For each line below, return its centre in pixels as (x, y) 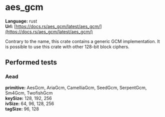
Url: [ (10, 26)
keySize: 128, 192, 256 (28, 98)
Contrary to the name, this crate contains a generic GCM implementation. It (82, 41)
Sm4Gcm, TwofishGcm (29, 93)
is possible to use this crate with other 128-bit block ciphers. (67, 46)
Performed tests (31, 62)
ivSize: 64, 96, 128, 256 (30, 103)
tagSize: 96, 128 (22, 108)
